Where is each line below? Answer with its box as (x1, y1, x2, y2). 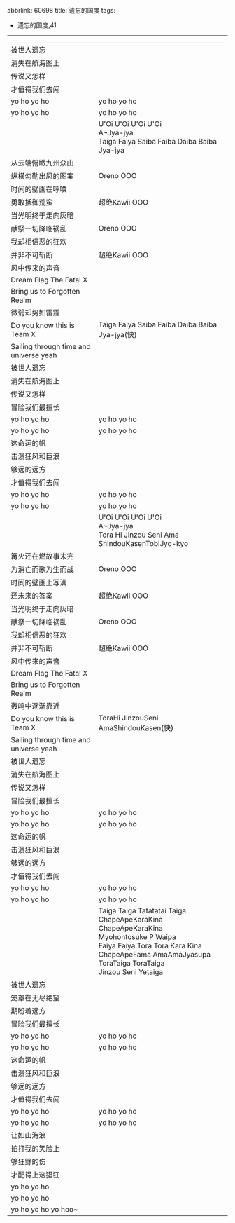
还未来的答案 (10, 591, 54, 601)
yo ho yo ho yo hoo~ (10, 1205, 78, 1214)
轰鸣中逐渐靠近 (10, 702, 61, 711)
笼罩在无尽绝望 (10, 993, 61, 1002)
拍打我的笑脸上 (10, 1144, 61, 1153)
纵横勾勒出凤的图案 (10, 171, 75, 181)
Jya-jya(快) (98, 330, 138, 339)
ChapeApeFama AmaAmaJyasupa (98, 950, 211, 959)
